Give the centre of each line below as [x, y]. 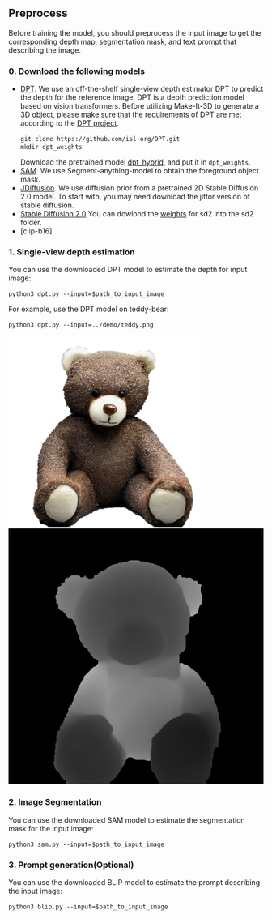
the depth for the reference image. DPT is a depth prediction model [132, 97]
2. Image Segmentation [55, 802]
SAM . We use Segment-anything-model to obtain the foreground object [139, 171]
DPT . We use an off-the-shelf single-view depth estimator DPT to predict [142, 89]
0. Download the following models [77, 71]
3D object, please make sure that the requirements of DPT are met [131, 115]
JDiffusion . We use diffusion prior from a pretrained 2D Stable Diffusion [139, 188]
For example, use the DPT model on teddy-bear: [89, 309]
